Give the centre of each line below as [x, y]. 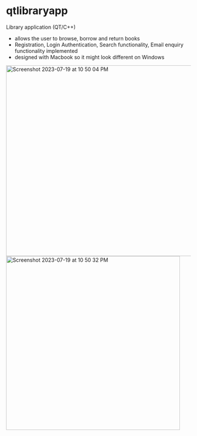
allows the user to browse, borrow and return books [77, 38]
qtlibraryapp [37, 11]
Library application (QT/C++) [41, 27]
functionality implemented [46, 50]
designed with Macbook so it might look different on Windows [89, 57]
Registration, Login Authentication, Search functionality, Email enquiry [99, 45]
